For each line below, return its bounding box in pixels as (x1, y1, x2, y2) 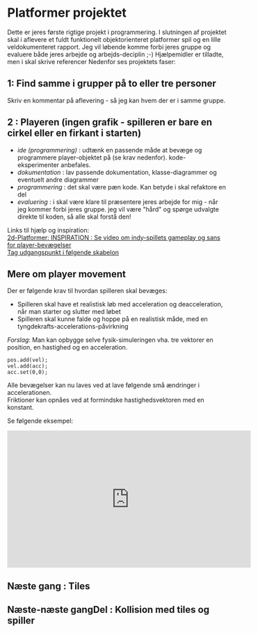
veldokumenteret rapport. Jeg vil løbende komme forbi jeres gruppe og (7, 42, 211, 51)
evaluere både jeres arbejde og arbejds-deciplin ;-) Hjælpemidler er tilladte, (7, 50, 224, 58)
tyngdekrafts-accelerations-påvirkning (17, 322, 129, 331)
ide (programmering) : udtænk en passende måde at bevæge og (17, 146, 202, 154)
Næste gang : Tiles (7, 580, 90, 592)
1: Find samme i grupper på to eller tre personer (7, 78, 217, 90)
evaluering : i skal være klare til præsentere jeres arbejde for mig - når (17, 197, 218, 206)
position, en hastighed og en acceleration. (7, 343, 128, 352)
